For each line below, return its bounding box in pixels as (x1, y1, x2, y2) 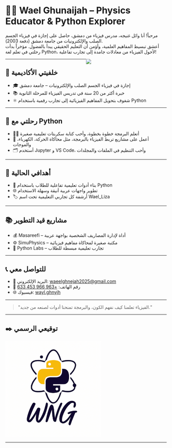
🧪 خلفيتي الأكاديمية (5, 69, 58, 77)
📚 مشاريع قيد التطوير (5, 216, 68, 225)
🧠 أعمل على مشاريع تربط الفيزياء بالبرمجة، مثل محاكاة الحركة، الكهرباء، (12, 136, 149, 142)
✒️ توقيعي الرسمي (5, 324, 58, 333)
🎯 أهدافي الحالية (5, 168, 51, 177)
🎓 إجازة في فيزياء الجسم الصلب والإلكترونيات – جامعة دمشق (12, 82, 131, 88)
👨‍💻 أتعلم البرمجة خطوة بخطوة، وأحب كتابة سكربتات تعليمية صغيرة (12, 130, 140, 137)
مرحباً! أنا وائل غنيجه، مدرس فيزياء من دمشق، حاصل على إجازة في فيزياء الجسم (5, 32, 158, 38)
